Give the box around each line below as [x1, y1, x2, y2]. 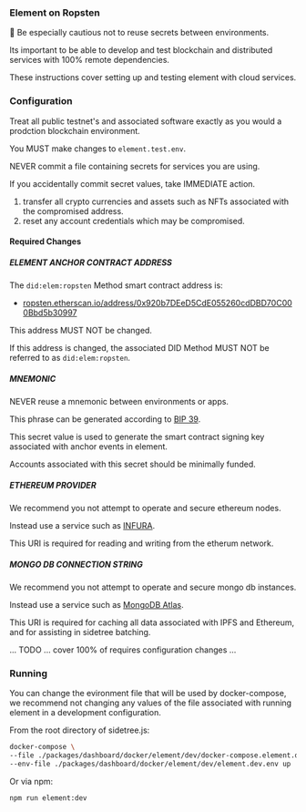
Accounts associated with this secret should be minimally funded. [9, 458, 257, 470]
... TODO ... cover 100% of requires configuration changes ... [9, 644, 237, 655]
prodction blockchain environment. [9, 125, 141, 136]
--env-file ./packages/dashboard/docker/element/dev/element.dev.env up [9, 759, 291, 769]
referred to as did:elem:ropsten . [9, 353, 130, 364]
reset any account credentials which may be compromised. [22, 215, 246, 226]
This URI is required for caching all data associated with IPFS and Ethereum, [9, 617, 295, 628]
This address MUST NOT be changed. [9, 325, 153, 336]
